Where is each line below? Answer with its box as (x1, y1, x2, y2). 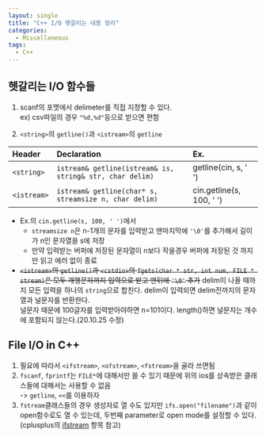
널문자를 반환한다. (34, 295, 90, 305)
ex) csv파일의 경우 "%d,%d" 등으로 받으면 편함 (19, 112, 160, 121)
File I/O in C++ (8, 339, 81, 352)
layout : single (8, 11, 59, 20)
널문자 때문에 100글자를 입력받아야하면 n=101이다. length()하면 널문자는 (19, 305, 243, 314)
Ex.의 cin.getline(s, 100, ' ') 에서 (19, 216, 137, 225)
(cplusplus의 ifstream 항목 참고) (19, 420, 121, 429)
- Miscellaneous (15, 33, 69, 42)
